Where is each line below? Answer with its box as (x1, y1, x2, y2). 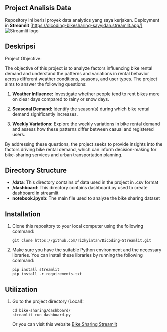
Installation (5, 210, 41, 218)
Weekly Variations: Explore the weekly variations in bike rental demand (12, 121, 160, 127)
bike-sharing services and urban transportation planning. (5, 152, 123, 158)
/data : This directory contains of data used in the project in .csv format (12, 179, 159, 185)
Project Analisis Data (5, 4, 71, 12)
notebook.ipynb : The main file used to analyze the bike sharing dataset (12, 195, 160, 201)
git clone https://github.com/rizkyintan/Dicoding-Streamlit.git (12, 238, 151, 243)
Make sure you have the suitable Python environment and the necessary (12, 247, 162, 253)
